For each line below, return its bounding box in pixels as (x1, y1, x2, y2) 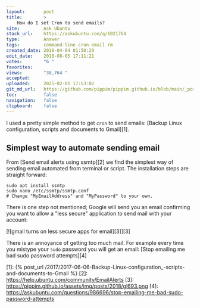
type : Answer (6, 36, 60, 42)
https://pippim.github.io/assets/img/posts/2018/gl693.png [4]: (6, 282, 159, 290)
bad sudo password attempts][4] (6, 252, 87, 259)
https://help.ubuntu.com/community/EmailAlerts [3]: (6, 276, 134, 284)
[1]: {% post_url (6, 263, 44, 271)
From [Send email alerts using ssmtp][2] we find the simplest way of (6, 158, 174, 166)
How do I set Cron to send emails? (17, 20, 105, 26)
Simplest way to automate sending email (6, 142, 160, 153)
